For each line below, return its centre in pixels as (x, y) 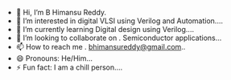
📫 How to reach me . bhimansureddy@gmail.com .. (101, 47)
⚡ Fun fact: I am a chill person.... (69, 67)
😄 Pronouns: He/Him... (54, 58)
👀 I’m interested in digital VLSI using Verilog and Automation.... (120, 21)
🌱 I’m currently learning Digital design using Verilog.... (105, 29)
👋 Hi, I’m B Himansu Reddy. (61, 12)
